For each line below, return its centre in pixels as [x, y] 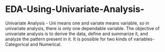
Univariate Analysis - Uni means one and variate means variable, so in [77, 23]
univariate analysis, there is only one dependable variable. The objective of [82, 28]
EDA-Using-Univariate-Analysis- [75, 9]
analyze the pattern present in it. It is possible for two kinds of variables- [80, 39]
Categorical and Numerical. [33, 44]
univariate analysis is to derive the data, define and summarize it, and [77, 33]
